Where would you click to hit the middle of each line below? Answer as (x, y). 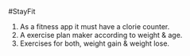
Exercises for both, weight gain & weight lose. (94, 43)
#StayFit (22, 11)
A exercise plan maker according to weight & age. (101, 35)
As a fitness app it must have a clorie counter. (95, 26)
